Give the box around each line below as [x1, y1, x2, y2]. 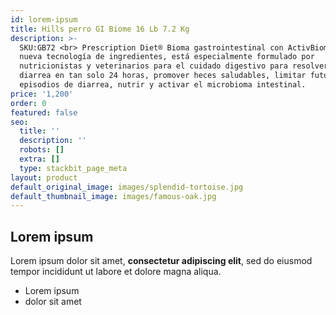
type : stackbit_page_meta [19, 163, 128, 173]
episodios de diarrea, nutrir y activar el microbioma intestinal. [19, 80, 307, 90]
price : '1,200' [10, 89, 74, 99]
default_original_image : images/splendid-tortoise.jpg [10, 182, 244, 192]
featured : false [10, 107, 78, 118]
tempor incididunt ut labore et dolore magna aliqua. [10, 266, 222, 278]
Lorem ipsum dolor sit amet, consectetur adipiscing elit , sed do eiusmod [10, 255, 313, 267]
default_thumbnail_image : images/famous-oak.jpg [10, 191, 217, 201]
